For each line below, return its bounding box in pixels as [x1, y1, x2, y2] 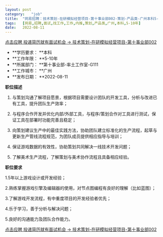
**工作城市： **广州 [12, 68, 52, 73]
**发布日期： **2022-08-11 [12, 74, 68, 80]
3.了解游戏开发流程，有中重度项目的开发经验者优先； [5, 196, 111, 201]
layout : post [5, 7, 32, 12]
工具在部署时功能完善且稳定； [16, 117, 76, 123]
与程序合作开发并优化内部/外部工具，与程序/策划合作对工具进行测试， [12, 111, 152, 117]
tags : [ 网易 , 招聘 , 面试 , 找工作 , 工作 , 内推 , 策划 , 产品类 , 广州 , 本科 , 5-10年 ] [5, 20, 141, 26]
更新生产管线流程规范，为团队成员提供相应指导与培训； [12, 133, 123, 139]
